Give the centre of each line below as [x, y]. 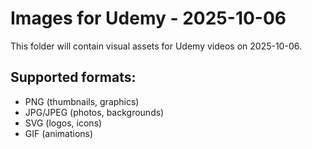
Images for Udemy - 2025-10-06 [148, 18]
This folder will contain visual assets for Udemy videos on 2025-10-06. [156, 46]
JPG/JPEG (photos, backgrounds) [94, 112]
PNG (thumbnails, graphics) [82, 101]
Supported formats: [73, 77]
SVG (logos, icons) [63, 123]
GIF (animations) [59, 133]
